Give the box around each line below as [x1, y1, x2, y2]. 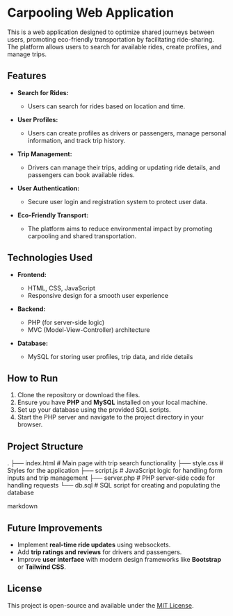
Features [7, 70, 47, 82]
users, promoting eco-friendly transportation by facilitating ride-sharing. [7, 35, 214, 43]
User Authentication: [17, 184, 80, 192]
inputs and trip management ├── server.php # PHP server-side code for [7, 474, 216, 482]
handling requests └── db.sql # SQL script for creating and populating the [7, 481, 220, 490]
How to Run [7, 372, 58, 384]
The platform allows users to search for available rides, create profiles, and [7, 42, 223, 51]
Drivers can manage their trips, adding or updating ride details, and [27, 163, 220, 172]
